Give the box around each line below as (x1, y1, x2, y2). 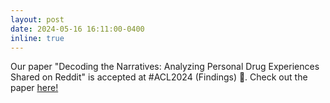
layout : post (10, 14, 65, 25)
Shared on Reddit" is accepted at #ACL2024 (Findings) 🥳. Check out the (10, 71, 308, 83)
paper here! (10, 82, 59, 94)
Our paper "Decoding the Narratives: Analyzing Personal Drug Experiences (10, 61, 320, 73)
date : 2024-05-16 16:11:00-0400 (10, 24, 145, 34)
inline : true (10, 33, 65, 43)
